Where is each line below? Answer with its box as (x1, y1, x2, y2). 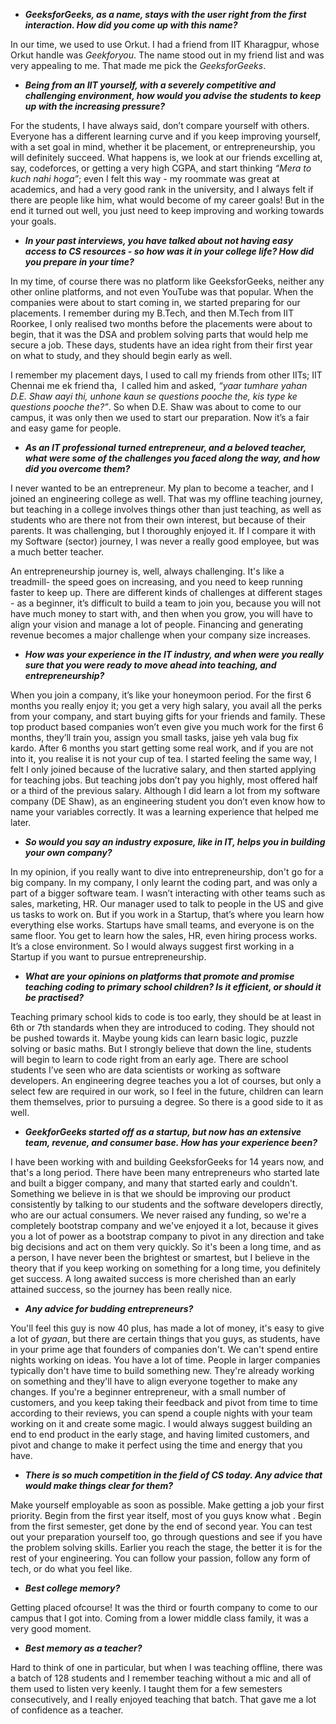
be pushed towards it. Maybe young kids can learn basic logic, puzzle (10, 1032, 298, 1044)
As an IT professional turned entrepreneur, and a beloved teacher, (24, 442, 307, 453)
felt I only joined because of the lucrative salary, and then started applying (10, 764, 317, 775)
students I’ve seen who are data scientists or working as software (10, 1064, 282, 1076)
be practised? (24, 992, 85, 1003)
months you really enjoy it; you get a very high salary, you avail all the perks (10, 700, 323, 711)
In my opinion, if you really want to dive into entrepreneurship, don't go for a (10, 866, 324, 878)
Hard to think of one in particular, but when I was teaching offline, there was (10, 1662, 323, 1673)
